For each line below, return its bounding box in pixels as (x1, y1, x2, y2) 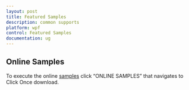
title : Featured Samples (6, 14, 66, 20)
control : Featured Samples (6, 30, 72, 36)
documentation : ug (6, 35, 51, 41)
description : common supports (6, 19, 80, 25)
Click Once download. (6, 78, 60, 85)
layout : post (6, 8, 38, 15)
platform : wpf (6, 24, 41, 31)
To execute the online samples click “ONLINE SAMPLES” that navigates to (6, 72, 184, 79)
